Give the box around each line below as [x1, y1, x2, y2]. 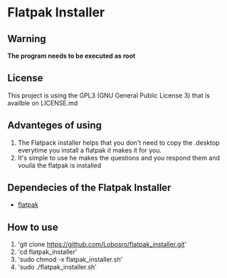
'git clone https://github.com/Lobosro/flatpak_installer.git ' [17, 240, 187, 249]
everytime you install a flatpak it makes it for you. [17, 145, 162, 154]
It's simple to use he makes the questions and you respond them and [17, 153, 221, 162]
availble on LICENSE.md [7, 98, 78, 107]
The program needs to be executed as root [7, 51, 136, 60]
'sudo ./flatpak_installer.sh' [17, 263, 97, 272]
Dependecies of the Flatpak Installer [7, 182, 171, 194]
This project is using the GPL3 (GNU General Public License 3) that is [7, 91, 210, 100]
